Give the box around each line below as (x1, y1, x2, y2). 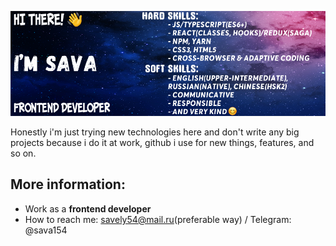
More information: (10, 176, 126, 193)
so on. (10, 147, 37, 159)
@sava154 (24, 224, 68, 236)
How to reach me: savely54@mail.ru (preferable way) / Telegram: (24, 213, 292, 225)
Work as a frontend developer (24, 202, 152, 215)
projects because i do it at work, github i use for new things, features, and (10, 137, 315, 148)
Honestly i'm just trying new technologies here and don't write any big (10, 126, 300, 138)
